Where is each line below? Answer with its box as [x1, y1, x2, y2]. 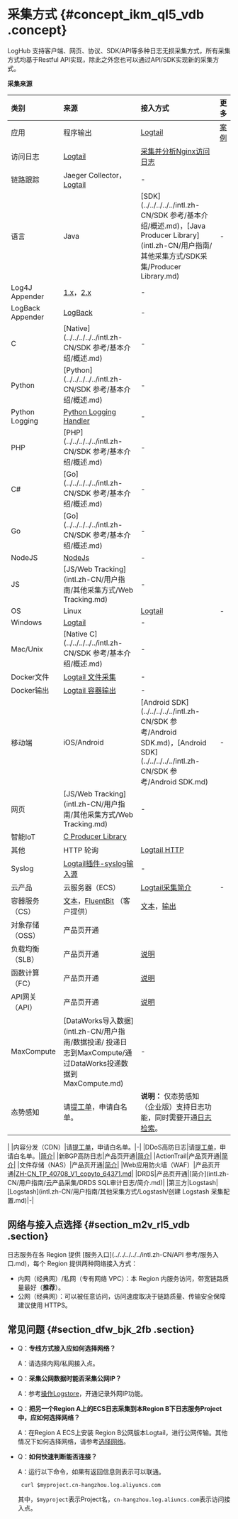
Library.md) [140, 271, 180, 281]
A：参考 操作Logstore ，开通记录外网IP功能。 [17, 1389, 147, 1398]
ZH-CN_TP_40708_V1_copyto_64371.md [15, 1169, 132, 1178]
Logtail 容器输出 [63, 685, 117, 695]
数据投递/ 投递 [73, 1037, 120, 1047]
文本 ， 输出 [140, 901, 177, 911]
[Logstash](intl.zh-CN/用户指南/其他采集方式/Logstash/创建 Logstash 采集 [7, 1187, 224, 1196]
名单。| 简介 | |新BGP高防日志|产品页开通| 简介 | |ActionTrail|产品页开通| [19, 1152, 222, 1160]
